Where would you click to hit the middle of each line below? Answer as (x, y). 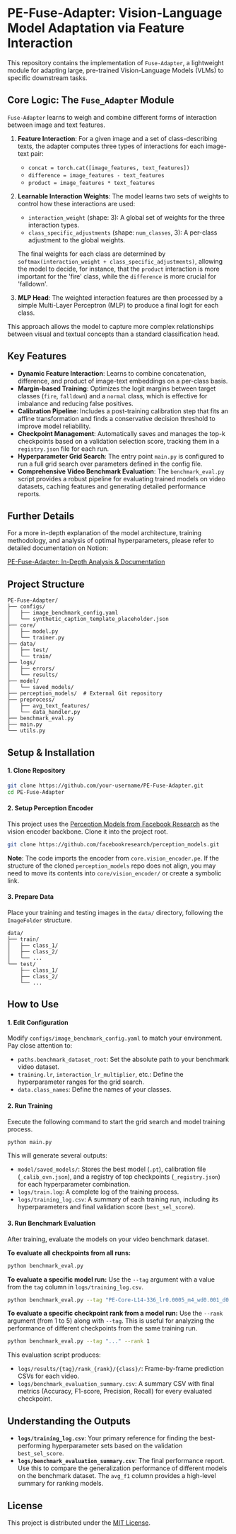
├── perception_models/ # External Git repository (85, 694)
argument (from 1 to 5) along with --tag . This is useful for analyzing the (111, 1321)
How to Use (33, 1004)
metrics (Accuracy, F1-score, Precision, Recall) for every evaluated (114, 1392)
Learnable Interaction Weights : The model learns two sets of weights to (123, 196)
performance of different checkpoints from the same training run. (102, 1328)
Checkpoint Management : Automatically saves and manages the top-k (122, 433)
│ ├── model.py (33, 632)
